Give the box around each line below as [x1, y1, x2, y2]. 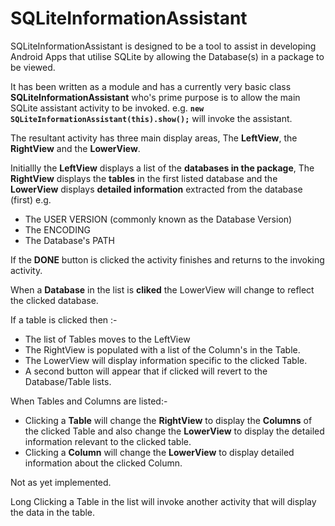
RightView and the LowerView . [10, 142, 141, 154]
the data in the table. [10, 506, 96, 518]
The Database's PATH [24, 234, 115, 246]
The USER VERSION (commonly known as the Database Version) [24, 213, 293, 225]
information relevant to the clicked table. [24, 435, 192, 447]
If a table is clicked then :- [10, 313, 118, 326]
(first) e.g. [10, 193, 52, 206]
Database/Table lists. [24, 375, 112, 387]
